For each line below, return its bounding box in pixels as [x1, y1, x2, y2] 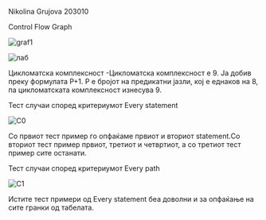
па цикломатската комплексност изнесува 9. [8, 85, 162, 95]
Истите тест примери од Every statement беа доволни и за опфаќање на [8, 195, 255, 203]
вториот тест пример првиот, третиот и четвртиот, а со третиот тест [8, 140, 241, 149]
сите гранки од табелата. [8, 203, 94, 212]
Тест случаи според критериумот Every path [8, 164, 161, 173]
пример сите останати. [8, 149, 88, 157]
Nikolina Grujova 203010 [8, 7, 89, 16]
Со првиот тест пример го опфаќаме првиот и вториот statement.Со [8, 131, 241, 141]
